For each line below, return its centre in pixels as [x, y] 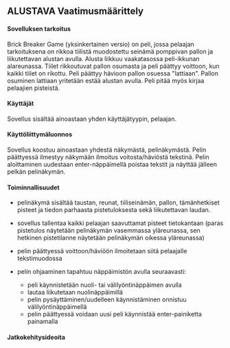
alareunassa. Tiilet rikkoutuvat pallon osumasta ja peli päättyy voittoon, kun [113, 66]
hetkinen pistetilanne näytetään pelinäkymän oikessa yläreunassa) [111, 238]
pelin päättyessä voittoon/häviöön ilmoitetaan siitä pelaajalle [102, 251]
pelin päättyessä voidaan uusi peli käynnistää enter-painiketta [115, 314]
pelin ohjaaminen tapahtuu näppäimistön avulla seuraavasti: [102, 272]
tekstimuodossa [39, 258]
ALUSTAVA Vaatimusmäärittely [76, 11]
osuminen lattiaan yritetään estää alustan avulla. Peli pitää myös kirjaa [106, 80]
